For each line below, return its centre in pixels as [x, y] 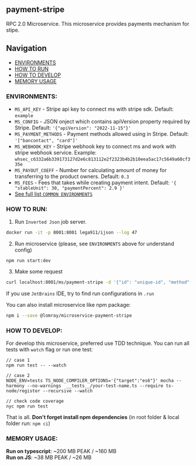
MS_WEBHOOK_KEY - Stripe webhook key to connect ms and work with [95, 146]
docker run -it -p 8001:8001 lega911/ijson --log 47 [72, 233]
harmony [16, 386]
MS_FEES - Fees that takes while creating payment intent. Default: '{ [95, 182]
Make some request [39, 272]
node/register [23, 391]
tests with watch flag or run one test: [49, 349]
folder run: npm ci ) [28, 423]
